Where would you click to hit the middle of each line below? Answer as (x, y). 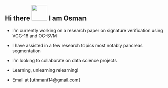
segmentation (26, 51)
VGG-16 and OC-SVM (34, 36)
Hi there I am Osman (46, 19)
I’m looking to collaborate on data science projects (64, 60)
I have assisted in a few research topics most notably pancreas (77, 45)
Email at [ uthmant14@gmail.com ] (46, 80)
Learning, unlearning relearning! (45, 70)
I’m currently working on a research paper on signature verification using (88, 30)
